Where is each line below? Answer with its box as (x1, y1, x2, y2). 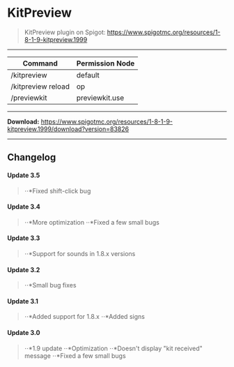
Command (22, 58, 58, 68)
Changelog (7, 151, 56, 163)
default (76, 70, 100, 80)
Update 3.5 (7, 171, 40, 179)
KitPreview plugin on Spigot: (24, 28, 106, 36)
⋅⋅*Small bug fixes (24, 281, 77, 290)
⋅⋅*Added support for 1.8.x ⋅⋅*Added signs (24, 313, 145, 321)
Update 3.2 (7, 265, 40, 274)
